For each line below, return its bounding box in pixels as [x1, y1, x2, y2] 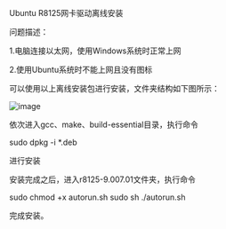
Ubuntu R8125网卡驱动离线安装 [9, 8, 124, 18]
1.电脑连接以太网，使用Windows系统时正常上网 [9, 45, 182, 56]
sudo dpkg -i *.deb [9, 137, 77, 147]
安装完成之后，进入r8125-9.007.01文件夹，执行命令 [9, 174, 196, 185]
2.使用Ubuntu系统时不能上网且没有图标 [9, 65, 153, 75]
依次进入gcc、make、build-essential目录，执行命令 [9, 119, 198, 130]
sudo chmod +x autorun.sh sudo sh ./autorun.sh [9, 192, 186, 202]
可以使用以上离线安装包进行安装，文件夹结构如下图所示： [9, 83, 220, 93]
